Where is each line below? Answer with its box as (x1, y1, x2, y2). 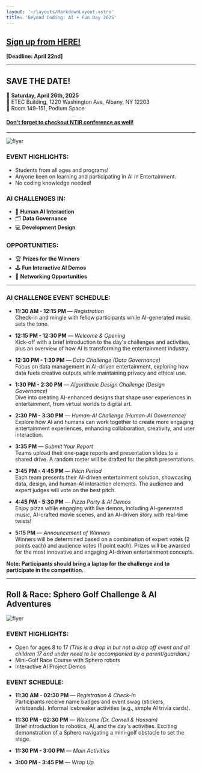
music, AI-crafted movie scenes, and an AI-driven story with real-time (14, 511, 188, 518)
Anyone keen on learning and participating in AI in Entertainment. (14, 172, 177, 180)
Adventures (6, 598, 52, 609)
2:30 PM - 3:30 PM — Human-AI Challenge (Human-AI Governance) (14, 411, 186, 419)
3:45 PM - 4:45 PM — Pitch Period (14, 467, 102, 474)
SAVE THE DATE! (6, 76, 71, 86)
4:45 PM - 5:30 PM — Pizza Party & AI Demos (14, 498, 131, 505)
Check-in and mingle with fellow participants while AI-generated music (14, 314, 191, 321)
